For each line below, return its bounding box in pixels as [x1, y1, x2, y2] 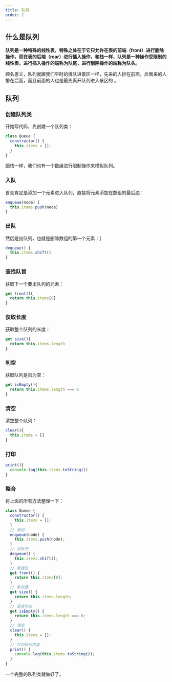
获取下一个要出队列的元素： [5, 281, 64, 287]
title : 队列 [5, 7, 29, 13]
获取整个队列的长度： [5, 326, 50, 332]
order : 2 [5, 12, 24, 17]
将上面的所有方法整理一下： [5, 498, 64, 504]
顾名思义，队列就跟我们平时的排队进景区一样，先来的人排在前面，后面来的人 [5, 71, 167, 77]
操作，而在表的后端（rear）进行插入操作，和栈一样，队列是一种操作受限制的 [5, 53, 167, 60]
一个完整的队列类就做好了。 [5, 671, 64, 677]
